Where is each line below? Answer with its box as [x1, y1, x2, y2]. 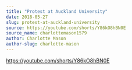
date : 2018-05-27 [6, 14, 48, 20]
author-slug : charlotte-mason [6, 41, 80, 47]
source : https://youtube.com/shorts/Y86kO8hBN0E [6, 24, 126, 31]
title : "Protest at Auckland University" [6, 8, 108, 15]
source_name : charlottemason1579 [6, 30, 87, 36]
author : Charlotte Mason [6, 36, 66, 41]
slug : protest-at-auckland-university [6, 19, 100, 25]
